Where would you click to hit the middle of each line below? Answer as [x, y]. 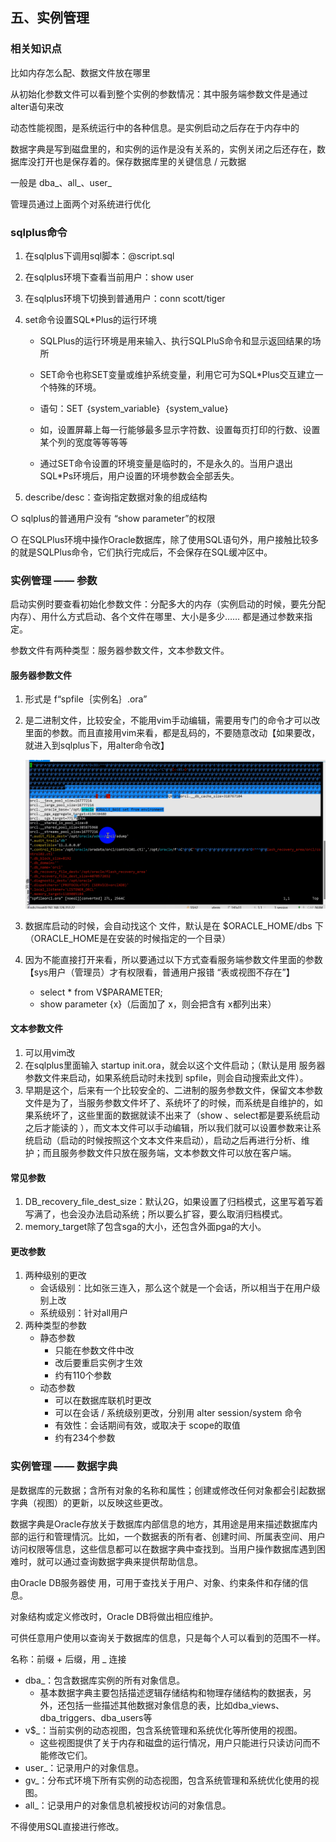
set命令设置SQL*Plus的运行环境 [91, 319]
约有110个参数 [83, 1375]
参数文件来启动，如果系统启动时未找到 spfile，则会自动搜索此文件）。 [166, 1077]
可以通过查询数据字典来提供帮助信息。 [123, 1561]
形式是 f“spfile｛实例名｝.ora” [86, 699]
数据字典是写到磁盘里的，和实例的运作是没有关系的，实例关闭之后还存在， [163, 149]
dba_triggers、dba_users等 [96, 1717]
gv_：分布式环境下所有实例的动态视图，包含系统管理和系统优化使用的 [167, 1780]
